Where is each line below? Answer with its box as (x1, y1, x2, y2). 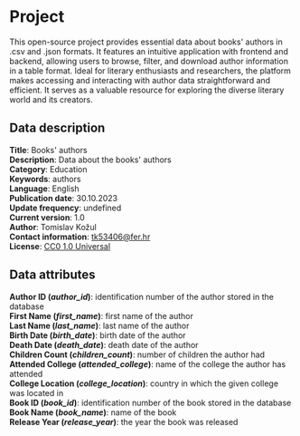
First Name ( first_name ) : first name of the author (9, 310, 194, 321)
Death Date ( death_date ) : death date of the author (9, 339, 199, 350)
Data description (9, 121, 106, 136)
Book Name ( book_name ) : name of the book (9, 406, 177, 418)
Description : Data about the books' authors (9, 154, 172, 165)
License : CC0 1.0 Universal (9, 240, 111, 251)
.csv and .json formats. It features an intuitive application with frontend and (9, 45, 289, 56)
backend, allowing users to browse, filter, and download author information (9, 55, 289, 66)
